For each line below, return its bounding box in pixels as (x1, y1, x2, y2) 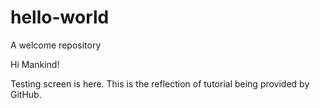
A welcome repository (10, 39, 102, 51)
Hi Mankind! (10, 58, 60, 70)
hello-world (10, 6, 110, 29)
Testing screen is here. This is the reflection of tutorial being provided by (10, 77, 310, 90)
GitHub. (10, 88, 42, 100)
